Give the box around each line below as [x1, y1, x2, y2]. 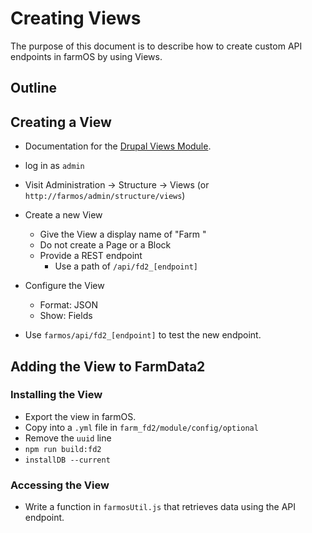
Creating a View [10, 113, 112, 131]
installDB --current [24, 455, 111, 465]
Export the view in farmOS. [24, 410, 137, 422]
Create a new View [24, 209, 103, 221]
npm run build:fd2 [24, 444, 102, 454]
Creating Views [10, 7, 142, 30]
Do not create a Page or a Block [39, 239, 172, 251]
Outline [10, 80, 57, 97]
